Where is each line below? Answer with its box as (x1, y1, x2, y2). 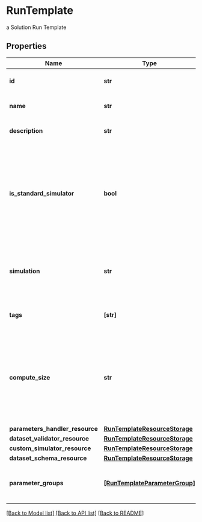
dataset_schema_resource (9, 454, 87, 462)
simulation (9, 267, 40, 275)
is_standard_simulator (9, 189, 75, 197)
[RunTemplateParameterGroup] (103, 479, 195, 487)
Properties (6, 41, 47, 51)
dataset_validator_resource (9, 434, 89, 442)
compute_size (9, 373, 50, 381)
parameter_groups (9, 479, 64, 487)
